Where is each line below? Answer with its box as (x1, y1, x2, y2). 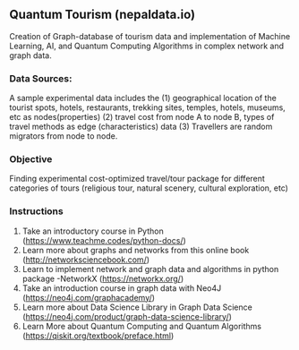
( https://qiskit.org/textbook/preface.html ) (21, 330, 175, 341)
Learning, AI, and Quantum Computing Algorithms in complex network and (9, 40, 285, 51)
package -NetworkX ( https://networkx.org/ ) (21, 273, 184, 284)
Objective (9, 153, 53, 166)
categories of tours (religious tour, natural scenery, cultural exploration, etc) (9, 183, 289, 193)
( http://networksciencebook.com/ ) (21, 254, 150, 265)
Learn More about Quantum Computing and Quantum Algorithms (21, 320, 262, 331)
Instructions (9, 205, 64, 218)
